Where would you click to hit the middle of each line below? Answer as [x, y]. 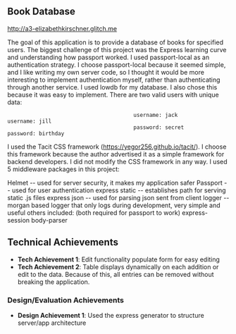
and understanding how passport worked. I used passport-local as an [108, 57]
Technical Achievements [63, 242]
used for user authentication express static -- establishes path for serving [119, 190]
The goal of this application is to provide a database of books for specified [116, 42]
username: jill [30, 121]
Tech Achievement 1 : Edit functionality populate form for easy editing [119, 259]
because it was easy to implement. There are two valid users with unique [113, 94]
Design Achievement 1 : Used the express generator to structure [111, 315]
